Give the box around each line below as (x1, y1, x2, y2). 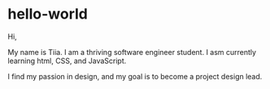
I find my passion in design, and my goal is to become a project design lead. (7, 71, 263, 81)
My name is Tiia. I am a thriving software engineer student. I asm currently (7, 47, 257, 57)
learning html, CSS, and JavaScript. (7, 56, 127, 66)
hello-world (7, 5, 89, 23)
